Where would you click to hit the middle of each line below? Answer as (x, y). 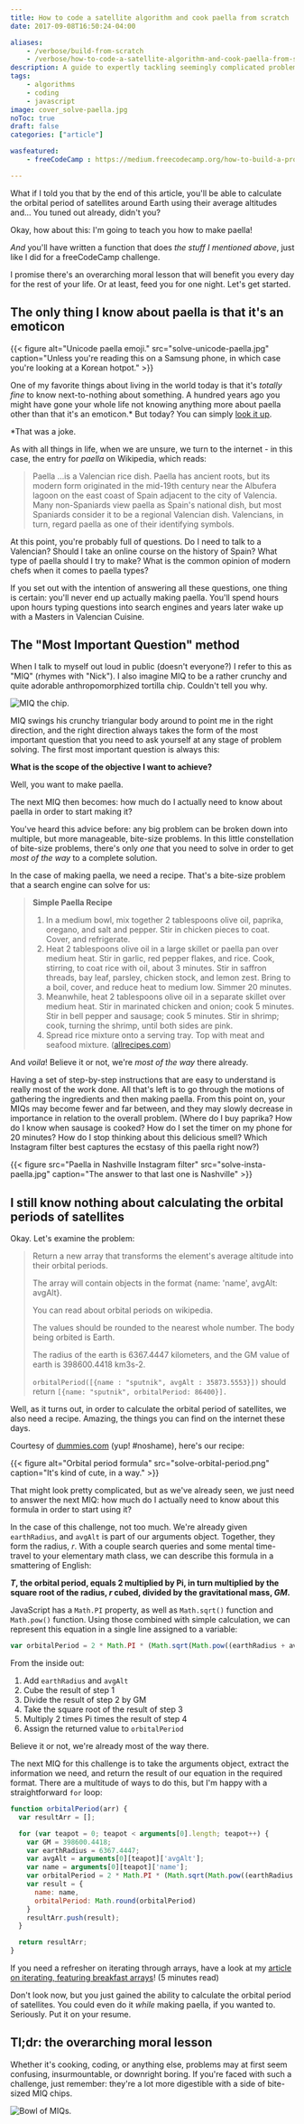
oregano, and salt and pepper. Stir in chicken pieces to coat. (157, 930)
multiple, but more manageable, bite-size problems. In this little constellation (152, 839)
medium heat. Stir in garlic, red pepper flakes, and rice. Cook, (160, 959)
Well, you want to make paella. (67, 785)
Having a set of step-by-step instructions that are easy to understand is (143, 1080)
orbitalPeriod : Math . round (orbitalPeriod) (115, 1901)
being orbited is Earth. (74, 1337)
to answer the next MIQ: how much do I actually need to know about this (145, 1500)
